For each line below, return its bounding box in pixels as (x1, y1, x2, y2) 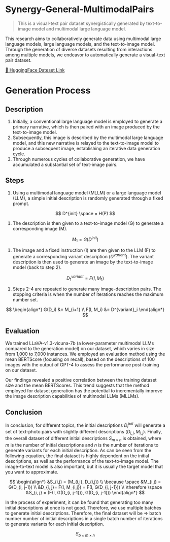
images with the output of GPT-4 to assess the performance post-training (5, 362, 159, 368)
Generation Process (5, 85, 91, 96)
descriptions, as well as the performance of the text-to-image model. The (5, 458, 159, 464)
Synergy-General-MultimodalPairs (5, 4, 154, 15)
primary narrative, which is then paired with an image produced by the (12, 123, 160, 130)
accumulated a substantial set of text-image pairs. (12, 161, 118, 167)
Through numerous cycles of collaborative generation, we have (12, 156, 146, 162)
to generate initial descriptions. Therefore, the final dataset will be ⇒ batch (5, 510, 161, 516)
